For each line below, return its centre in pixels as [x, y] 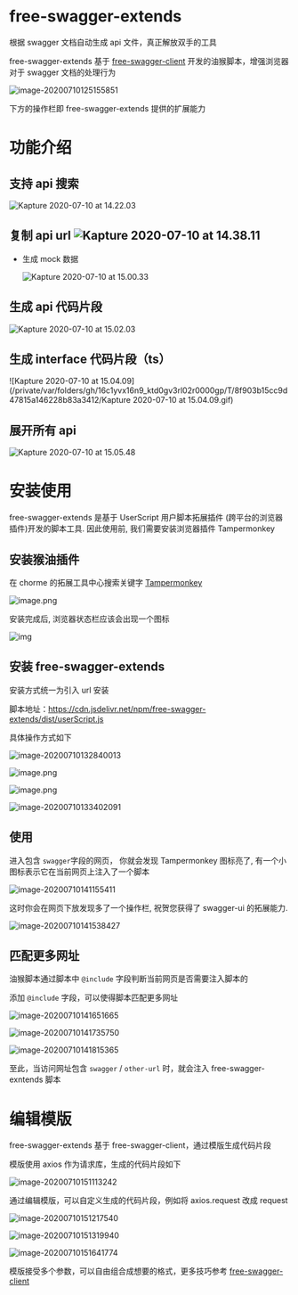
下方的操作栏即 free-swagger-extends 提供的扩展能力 [108, 108]
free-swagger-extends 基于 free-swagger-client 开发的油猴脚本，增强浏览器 [149, 61]
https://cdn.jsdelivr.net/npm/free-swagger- [127, 709]
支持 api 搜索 [44, 183]
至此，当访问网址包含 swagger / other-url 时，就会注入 [109, 1069]
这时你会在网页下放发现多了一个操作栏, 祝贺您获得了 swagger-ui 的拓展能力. [149, 907]
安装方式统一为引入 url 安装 [59, 690]
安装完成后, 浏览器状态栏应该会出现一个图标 [89, 619]
